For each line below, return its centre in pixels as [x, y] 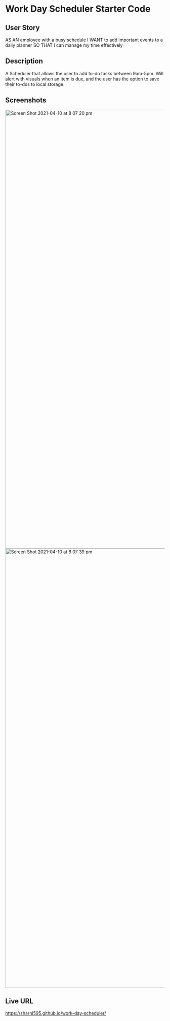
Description [24, 61]
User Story [23, 28]
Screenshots [26, 100]
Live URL [19, 1001]
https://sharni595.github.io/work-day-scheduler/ [56, 1013]
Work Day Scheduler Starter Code [78, 9]
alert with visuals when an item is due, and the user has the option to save [82, 79]
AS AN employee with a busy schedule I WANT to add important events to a [84, 40]
